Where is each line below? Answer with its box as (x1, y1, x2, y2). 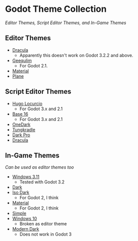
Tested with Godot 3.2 (19, 179, 65, 185)
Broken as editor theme (19, 221, 67, 227)
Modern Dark (12, 226, 39, 232)
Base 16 (12, 111, 28, 117)
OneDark (12, 121, 31, 127)
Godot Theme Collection (5, 3, 107, 15)
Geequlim (12, 58, 32, 63)
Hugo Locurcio (12, 100, 43, 106)
